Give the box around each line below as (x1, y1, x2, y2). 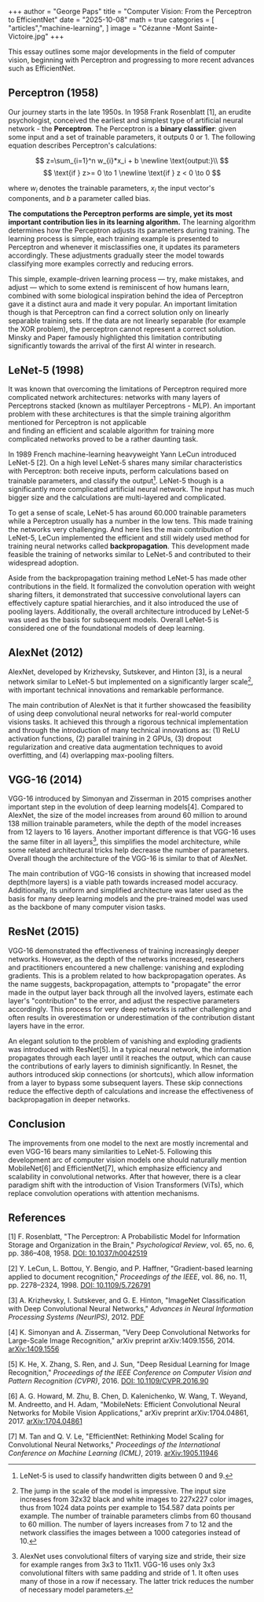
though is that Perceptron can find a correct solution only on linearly (8, 307, 229, 317)
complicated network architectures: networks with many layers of (8, 393, 221, 402)
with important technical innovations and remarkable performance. (8, 685, 225, 695)
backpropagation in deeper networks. (8, 1094, 130, 1104)
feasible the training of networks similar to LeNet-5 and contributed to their (8, 550, 251, 559)
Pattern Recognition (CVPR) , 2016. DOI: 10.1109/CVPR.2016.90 (8, 1377, 209, 1386)
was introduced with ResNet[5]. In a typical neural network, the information (8, 1044, 251, 1054)
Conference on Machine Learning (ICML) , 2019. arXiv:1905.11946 (8, 1449, 218, 1458)
